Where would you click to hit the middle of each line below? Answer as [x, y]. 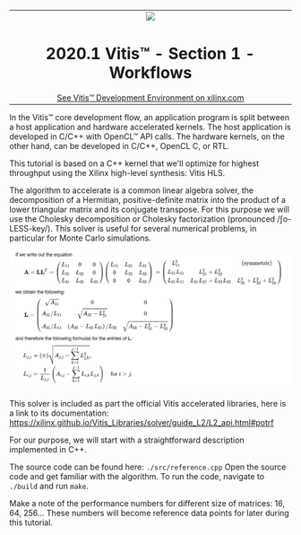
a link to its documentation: [59, 413]
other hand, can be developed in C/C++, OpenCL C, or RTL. [120, 146]
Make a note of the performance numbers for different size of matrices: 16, [147, 503]
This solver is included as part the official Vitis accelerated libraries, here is [148, 403]
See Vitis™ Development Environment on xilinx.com [150, 97]
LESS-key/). [31, 229]
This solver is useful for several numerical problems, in [156, 229]
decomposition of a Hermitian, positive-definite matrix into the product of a [148, 200]
